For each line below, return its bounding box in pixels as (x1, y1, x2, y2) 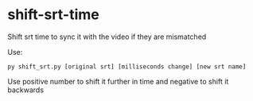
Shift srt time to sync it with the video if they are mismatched (7, 32, 207, 41)
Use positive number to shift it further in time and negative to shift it (7, 76, 229, 86)
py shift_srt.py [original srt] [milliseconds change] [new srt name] (7, 62, 247, 71)
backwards (7, 85, 45, 95)
